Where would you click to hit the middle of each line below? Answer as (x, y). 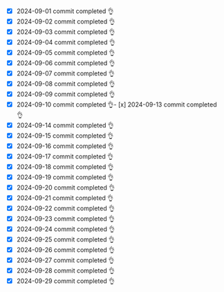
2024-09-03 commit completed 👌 (66, 32)
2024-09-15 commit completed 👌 (65, 136)
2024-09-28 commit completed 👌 (66, 271)
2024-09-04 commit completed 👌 (66, 42)
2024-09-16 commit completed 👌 (65, 146)
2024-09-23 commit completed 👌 (66, 219)
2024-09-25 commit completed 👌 (65, 239)
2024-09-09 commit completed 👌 (66, 94)
